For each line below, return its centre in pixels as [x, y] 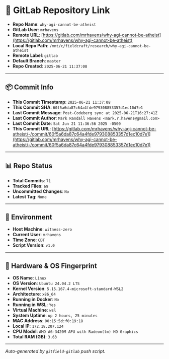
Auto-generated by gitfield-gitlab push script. [55, 351]
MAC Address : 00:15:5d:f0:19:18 [48, 321]
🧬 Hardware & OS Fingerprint [51, 266]
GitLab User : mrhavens [35, 29]
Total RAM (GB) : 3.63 [35, 337]
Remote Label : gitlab [35, 55]
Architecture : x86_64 [34, 294]
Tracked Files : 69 [30, 186]
